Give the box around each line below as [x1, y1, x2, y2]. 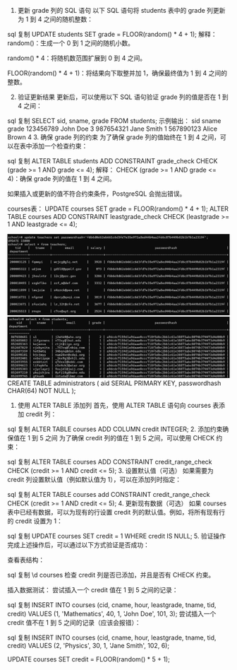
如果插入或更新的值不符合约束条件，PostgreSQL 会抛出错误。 [7, 189, 186, 198]
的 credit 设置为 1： [7, 517, 63, 525]
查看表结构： [7, 556, 44, 564]
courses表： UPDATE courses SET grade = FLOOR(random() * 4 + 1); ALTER [7, 204, 229, 213]
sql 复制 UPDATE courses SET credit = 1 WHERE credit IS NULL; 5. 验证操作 [7, 531, 226, 540]
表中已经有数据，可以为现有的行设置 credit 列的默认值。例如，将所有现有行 [7, 507, 226, 516]
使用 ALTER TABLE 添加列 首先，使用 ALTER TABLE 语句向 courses [17, 401, 212, 409]
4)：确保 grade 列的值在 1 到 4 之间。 [7, 175, 116, 182]
